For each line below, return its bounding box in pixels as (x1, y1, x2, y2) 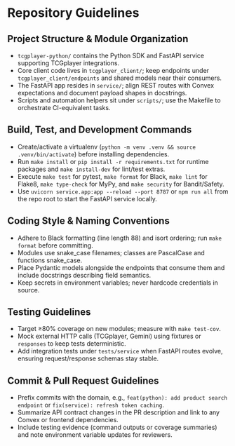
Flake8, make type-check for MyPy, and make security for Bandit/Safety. (17, 180, 224, 188)
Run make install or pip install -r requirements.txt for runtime (17, 157, 209, 165)
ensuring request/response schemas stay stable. (17, 354, 159, 363)
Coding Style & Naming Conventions (7, 215, 170, 227)
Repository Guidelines (7, 5, 140, 21)
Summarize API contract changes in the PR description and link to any (17, 408, 220, 417)
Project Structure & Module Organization (7, 33, 189, 45)
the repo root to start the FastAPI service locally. (17, 194, 158, 203)
